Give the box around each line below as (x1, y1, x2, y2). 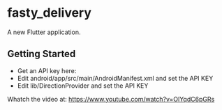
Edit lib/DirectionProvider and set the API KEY (17, 81, 149, 90)
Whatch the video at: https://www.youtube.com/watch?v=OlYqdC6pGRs (7, 95, 215, 103)
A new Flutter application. (7, 28, 81, 36)
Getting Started (7, 48, 76, 60)
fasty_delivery (7, 5, 92, 21)
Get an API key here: (17, 66, 77, 74)
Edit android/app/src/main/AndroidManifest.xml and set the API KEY (17, 74, 214, 82)
